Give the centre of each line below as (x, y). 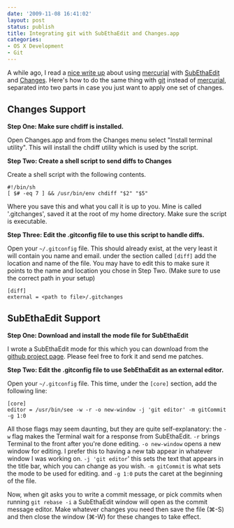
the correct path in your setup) (51, 278)
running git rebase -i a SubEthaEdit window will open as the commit (108, 501)
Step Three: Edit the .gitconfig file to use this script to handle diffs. (106, 234)
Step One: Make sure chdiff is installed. (66, 126)
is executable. (27, 221)
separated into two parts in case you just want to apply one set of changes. (116, 87)
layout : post (26, 20)
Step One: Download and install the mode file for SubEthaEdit (98, 335)
